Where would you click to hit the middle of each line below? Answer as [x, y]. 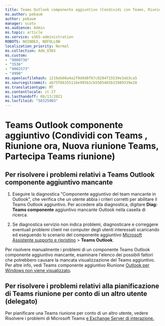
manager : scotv [21, 23]
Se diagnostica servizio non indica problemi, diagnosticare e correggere [85, 224]
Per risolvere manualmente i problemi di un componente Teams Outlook [78, 250]
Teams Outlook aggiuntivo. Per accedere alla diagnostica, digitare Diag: [85, 205]
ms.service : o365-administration [39, 37]
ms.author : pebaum [24, 14]
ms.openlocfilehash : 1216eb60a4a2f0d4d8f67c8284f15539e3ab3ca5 [71, 78]
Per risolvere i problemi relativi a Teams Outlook [80, 175]
